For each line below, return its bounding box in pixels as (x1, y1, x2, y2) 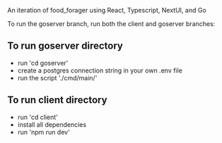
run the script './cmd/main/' (17, 73, 98, 82)
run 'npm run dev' (17, 128, 71, 136)
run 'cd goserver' (17, 58, 69, 67)
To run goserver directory (7, 40, 124, 52)
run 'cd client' (17, 113, 59, 121)
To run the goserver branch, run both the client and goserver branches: (7, 20, 216, 27)
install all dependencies (17, 120, 87, 129)
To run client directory (7, 94, 107, 106)
